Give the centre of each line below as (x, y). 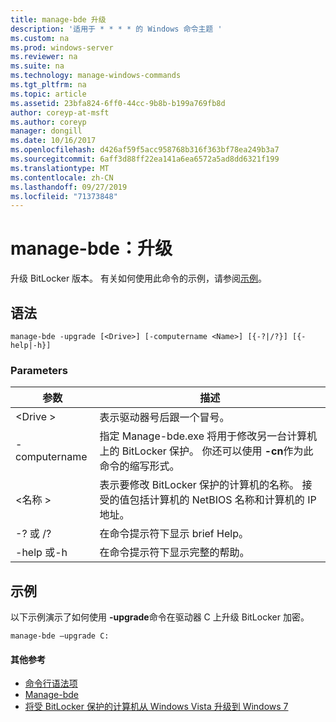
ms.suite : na (37, 66)
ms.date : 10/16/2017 (53, 141)
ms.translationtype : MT (60, 168)
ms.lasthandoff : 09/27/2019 (69, 187)
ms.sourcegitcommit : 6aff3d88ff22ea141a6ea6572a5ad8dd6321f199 (145, 159)
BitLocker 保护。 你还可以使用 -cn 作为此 (217, 451)
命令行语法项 (51, 683)
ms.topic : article (48, 94)
